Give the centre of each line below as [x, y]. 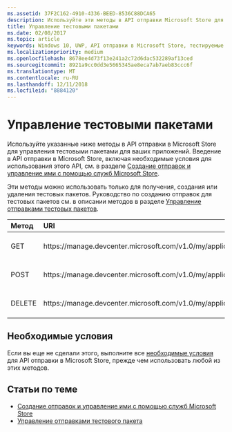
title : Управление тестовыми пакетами [63, 26]
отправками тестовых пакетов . [53, 209]
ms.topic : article [33, 39]
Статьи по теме [42, 389]
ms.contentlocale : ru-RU [43, 78]
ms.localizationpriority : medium [55, 53]
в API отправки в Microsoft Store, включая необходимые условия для [109, 159]
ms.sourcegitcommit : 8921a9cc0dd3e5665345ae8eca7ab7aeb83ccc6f [100, 65]
